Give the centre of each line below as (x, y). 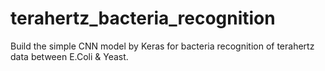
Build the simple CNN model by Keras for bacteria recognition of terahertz (162, 46)
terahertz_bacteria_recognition (143, 18)
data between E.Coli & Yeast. (69, 56)
